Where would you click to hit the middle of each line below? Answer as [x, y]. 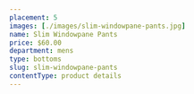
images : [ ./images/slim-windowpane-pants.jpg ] [97, 26]
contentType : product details [66, 76]
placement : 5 [34, 17]
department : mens [42, 51]
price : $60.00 [36, 43]
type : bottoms [36, 59]
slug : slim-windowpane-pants [63, 68]
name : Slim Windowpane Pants [63, 34]
